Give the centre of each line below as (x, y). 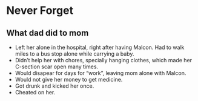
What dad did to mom (48, 33)
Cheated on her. (35, 92)
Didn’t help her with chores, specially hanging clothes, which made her (104, 60)
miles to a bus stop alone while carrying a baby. (74, 54)
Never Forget (40, 11)
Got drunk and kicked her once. (54, 86)
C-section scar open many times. (57, 67)
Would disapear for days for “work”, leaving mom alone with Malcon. (101, 73)
